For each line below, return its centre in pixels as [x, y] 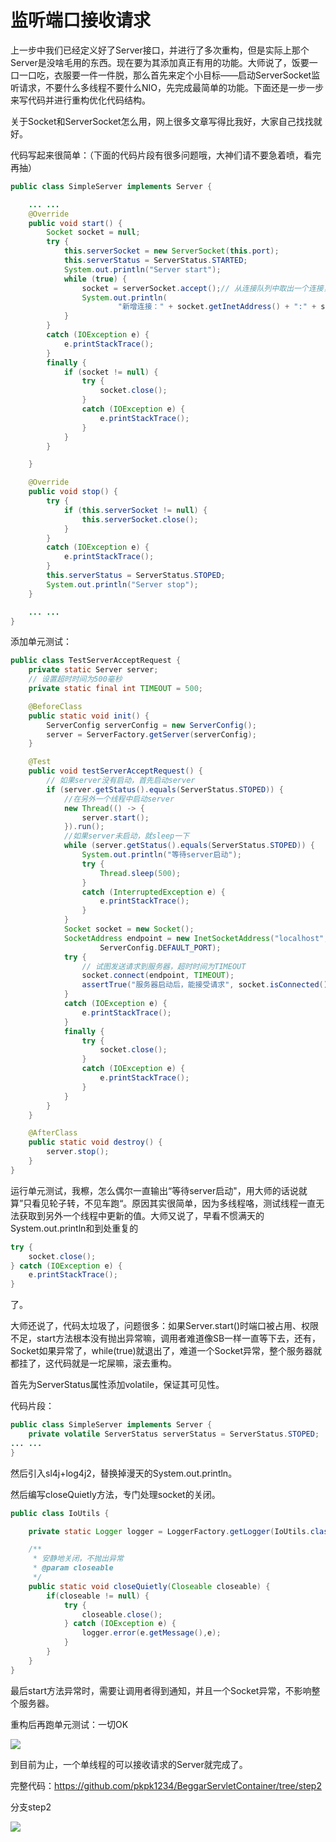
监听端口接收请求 [81, 20]
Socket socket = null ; [93, 232]
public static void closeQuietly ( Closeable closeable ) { [149, 1586]
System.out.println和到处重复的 [74, 1228]
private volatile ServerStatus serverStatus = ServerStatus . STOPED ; [174, 1434]
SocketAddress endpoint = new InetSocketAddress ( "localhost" [194, 938]
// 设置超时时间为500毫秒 [75, 679]
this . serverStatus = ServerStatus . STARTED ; [155, 261]
